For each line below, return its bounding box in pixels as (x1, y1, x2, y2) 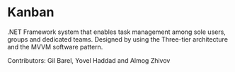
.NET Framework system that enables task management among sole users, (7, 28, 227, 36)
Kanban (7, 4, 55, 20)
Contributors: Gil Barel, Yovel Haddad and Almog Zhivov (7, 56, 171, 64)
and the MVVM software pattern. (7, 42, 103, 51)
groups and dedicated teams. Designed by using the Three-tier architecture (7, 35, 229, 43)
